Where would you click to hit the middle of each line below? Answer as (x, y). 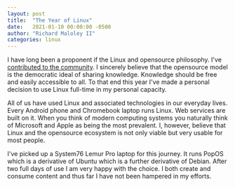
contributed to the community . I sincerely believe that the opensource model (117, 67)
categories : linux (34, 40)
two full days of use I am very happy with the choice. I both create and (109, 169)
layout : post (26, 14)
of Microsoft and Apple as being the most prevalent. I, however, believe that (116, 125)
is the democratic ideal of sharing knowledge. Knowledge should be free (112, 75)
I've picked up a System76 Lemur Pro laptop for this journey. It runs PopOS (116, 154)
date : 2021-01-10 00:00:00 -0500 (59, 27)
